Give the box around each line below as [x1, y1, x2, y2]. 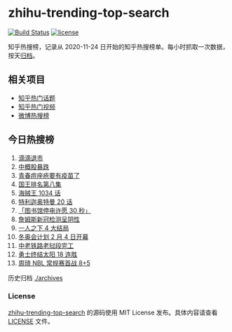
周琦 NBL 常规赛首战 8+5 [18, 258, 90, 267]
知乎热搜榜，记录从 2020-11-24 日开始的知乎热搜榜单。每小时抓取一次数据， [8, 42, 229, 50]
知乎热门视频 [18, 102, 55, 111]
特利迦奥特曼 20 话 [18, 198, 73, 206]
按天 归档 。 [8, 51, 39, 60]
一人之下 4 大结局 [18, 223, 69, 232]
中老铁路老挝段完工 [18, 241, 74, 249]
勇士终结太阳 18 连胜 [18, 250, 78, 258]
